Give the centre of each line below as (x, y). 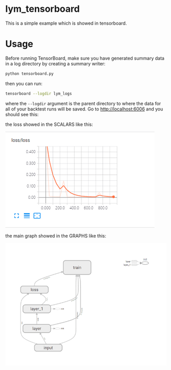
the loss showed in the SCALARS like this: (49, 124)
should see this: (22, 114)
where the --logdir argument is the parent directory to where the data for (83, 103)
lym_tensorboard (43, 9)
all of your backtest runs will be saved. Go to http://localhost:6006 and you (84, 109)
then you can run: (24, 83)
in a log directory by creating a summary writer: (56, 63)
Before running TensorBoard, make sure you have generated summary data (85, 58)
